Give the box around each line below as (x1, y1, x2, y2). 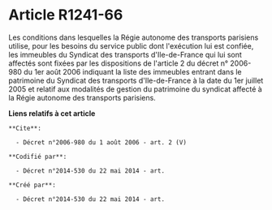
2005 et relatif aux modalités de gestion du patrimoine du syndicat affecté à (8, 84, 262, 94)
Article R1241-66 (8, 6, 123, 24)
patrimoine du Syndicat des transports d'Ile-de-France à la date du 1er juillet (8, 75, 264, 85)
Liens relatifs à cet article (8, 108, 96, 118)
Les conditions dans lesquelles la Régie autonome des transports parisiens (8, 32, 259, 42)
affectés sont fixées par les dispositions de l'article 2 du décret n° (8, 58, 229, 68)
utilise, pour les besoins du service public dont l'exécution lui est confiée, (8, 41, 254, 50)
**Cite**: (8, 124, 42, 132)
